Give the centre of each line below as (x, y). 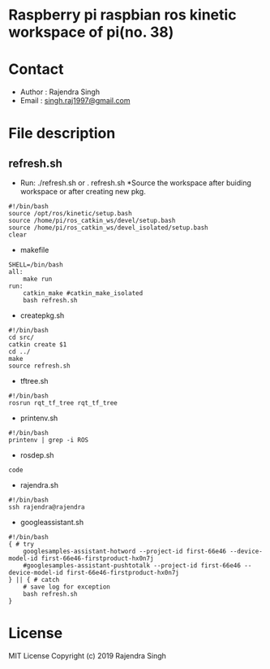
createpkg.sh (42, 315)
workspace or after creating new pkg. (83, 192)
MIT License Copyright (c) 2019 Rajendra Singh (87, 656)
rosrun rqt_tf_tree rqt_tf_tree (63, 403)
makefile (34, 250)
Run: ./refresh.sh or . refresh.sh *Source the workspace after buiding (135, 183)
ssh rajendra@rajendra (47, 507)
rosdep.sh (37, 455)
